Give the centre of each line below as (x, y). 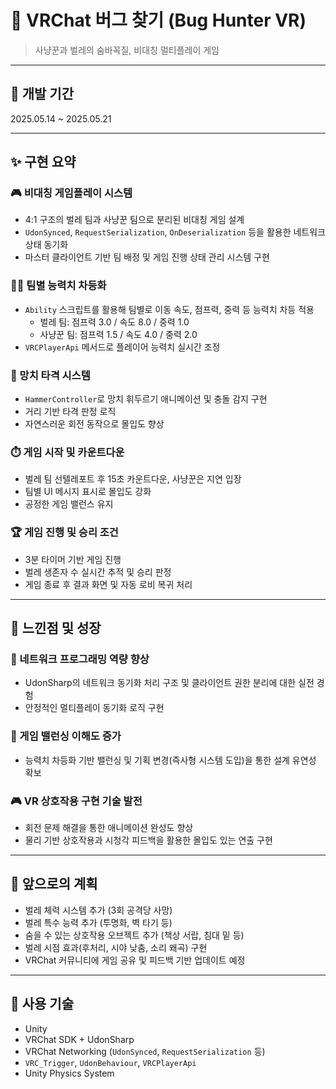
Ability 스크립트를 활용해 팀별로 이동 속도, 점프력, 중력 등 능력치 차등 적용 (169, 309)
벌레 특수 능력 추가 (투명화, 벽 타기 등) (98, 922)
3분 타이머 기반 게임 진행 (73, 559)
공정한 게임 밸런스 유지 (69, 504)
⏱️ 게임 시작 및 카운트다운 (67, 452)
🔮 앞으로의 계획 (54, 884)
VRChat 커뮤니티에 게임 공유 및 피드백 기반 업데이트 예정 (135, 960)
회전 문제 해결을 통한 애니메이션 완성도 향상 (109, 827)
